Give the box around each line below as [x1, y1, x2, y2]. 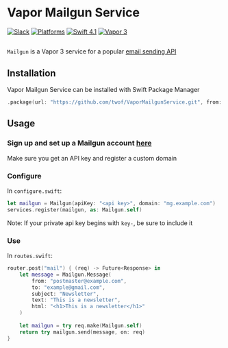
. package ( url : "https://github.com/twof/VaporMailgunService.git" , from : [7, 99, 223, 106]
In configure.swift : [7, 187, 62, 195]
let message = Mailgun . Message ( [19, 271, 112, 278]
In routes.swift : [7, 252, 53, 260]
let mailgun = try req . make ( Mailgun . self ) [19, 322, 142, 329]
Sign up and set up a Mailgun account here [7, 139, 152, 148]
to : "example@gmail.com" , [31, 283, 106, 291]
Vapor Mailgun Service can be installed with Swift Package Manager [7, 86, 200, 94]
